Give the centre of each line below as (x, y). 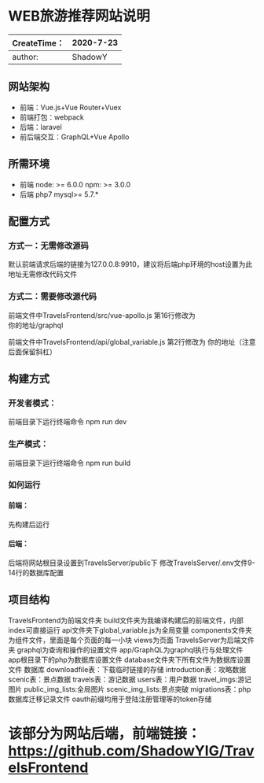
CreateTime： (38, 42)
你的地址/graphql (36, 325)
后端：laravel (41, 127)
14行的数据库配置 (36, 572)
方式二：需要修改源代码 (52, 297)
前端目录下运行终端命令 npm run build (70, 463)
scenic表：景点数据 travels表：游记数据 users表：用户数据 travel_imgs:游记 (130, 679)
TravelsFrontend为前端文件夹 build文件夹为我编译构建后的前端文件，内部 (126, 620)
